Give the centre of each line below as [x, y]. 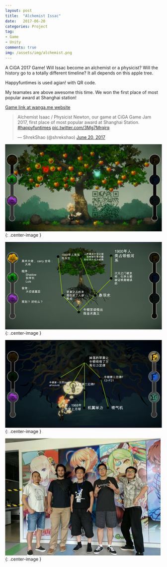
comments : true [21, 47]
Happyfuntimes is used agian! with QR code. [51, 82]
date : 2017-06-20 [25, 21]
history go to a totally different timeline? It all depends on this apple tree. [79, 73]
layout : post [19, 10]
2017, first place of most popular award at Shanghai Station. [78, 122]
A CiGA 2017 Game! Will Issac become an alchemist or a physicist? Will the [82, 67]
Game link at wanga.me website [38, 107]
